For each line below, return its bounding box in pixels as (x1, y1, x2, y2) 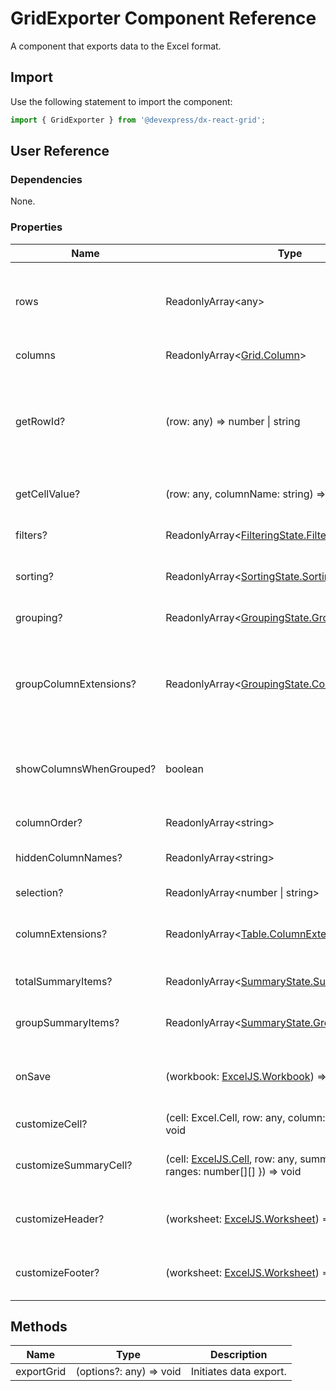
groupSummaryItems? (15, 1015, 120, 1029)
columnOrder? (15, 815, 83, 829)
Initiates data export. (190, 1365, 287, 1379)
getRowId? (15, 414, 66, 428)
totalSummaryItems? (15, 974, 113, 988)
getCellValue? (15, 487, 81, 501)
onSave (15, 1069, 52, 1083)
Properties (10, 220, 63, 234)
